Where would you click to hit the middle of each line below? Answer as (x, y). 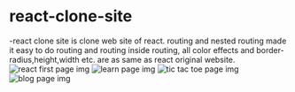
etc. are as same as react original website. (158, 59)
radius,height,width (44, 59)
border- (271, 50)
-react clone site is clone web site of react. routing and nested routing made (148, 41)
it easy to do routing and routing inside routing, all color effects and (132, 50)
